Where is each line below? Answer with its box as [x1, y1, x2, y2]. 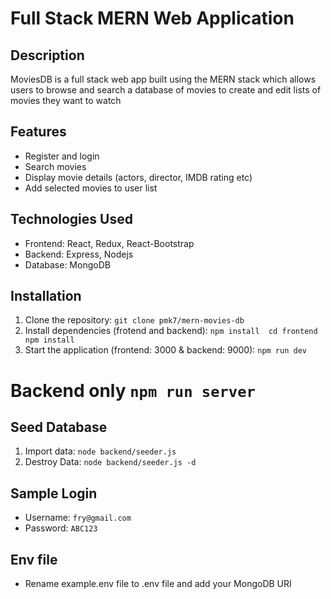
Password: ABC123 [24, 522, 98, 534]
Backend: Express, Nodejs [24, 248, 134, 260]
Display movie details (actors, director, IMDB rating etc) [24, 171, 253, 183]
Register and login [24, 150, 100, 162]
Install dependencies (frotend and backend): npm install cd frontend [24, 325, 318, 337]
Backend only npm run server [10, 379, 256, 402]
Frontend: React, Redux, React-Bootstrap [24, 237, 195, 249]
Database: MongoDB [24, 258, 111, 271]
